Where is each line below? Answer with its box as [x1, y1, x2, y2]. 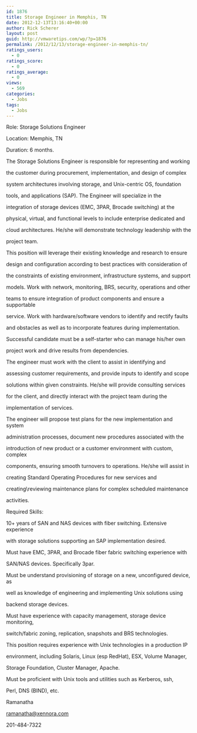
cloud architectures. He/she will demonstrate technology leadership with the [6, 227, 191, 234]
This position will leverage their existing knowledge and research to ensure [6, 249, 188, 257]
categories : [6, 91, 35, 97]
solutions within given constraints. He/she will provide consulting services [6, 381, 186, 388]
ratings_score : [6, 58, 44, 64]
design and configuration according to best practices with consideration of [6, 261, 188, 268]
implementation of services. [6, 404, 74, 411]
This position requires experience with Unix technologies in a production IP [6, 642, 188, 649]
